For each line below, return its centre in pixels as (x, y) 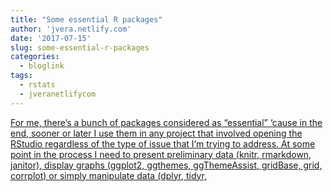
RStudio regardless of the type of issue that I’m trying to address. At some (163, 143)
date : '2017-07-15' (51, 38)
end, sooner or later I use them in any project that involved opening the (156, 133)
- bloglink (42, 66)
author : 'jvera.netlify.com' (71, 29)
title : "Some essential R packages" (86, 19)
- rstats (37, 85)
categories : (35, 57)
